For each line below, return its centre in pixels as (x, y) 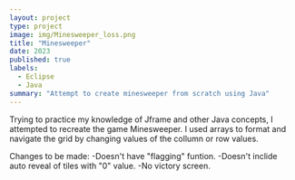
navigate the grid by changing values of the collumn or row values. (134, 138)
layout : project (40, 18)
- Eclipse (36, 77)
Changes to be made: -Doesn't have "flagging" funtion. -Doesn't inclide (143, 156)
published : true (40, 60)
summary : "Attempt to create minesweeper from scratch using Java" (140, 93)
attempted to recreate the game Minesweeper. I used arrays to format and (148, 128)
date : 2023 (30, 52)
